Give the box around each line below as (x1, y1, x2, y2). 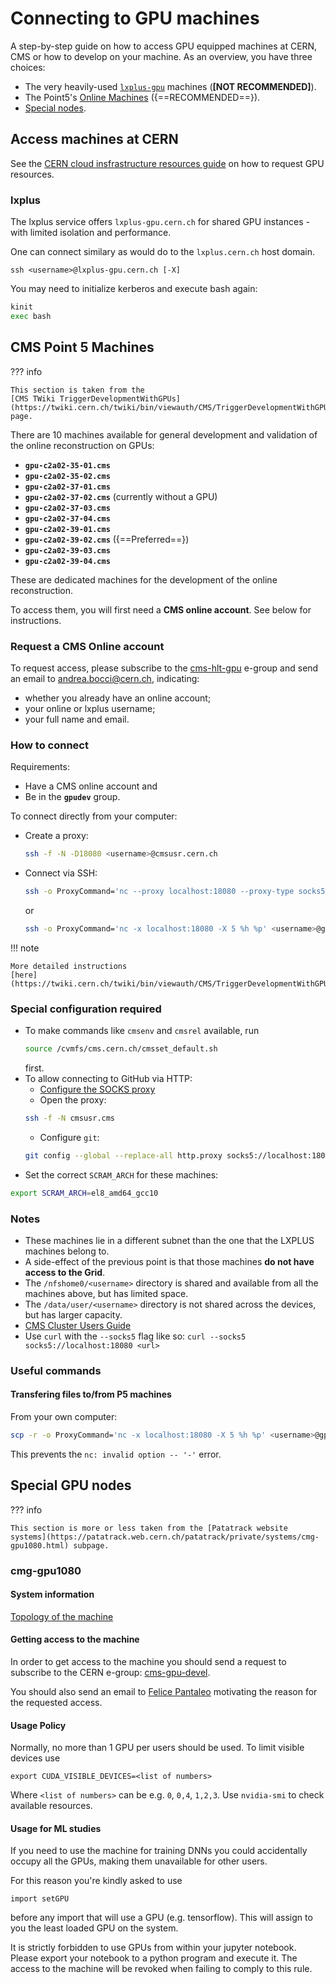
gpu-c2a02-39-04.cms (24, 556, 111, 566)
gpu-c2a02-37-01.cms (24, 482, 111, 492)
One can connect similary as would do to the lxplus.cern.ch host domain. (10, 246, 316, 258)
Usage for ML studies (10, 1822, 102, 1834)
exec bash (10, 311, 52, 321)
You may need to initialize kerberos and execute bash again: (10, 283, 258, 295)
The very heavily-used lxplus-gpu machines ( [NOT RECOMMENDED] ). (24, 80, 317, 92)
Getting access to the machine (10, 1633, 140, 1646)
